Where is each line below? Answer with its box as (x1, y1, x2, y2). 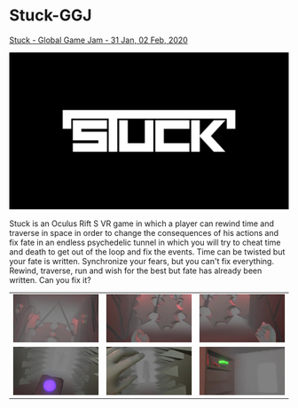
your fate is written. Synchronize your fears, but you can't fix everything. (9, 256, 275, 267)
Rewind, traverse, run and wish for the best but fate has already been (9, 265, 263, 276)
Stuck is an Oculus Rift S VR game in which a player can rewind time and (9, 218, 275, 229)
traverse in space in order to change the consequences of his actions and (9, 228, 279, 239)
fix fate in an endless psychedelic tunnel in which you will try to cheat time (9, 237, 281, 248)
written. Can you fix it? (9, 275, 91, 286)
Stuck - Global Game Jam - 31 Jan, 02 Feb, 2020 (9, 35, 188, 45)
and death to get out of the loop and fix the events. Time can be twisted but (9, 247, 286, 257)
